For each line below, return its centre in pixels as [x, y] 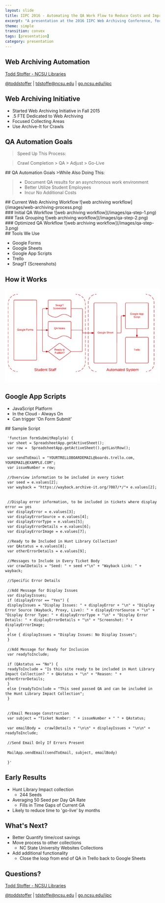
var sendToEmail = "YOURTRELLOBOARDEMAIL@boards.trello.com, [71, 458]
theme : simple [20, 26]
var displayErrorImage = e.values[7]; [47, 531]
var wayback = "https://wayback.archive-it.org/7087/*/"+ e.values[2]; [82, 487]
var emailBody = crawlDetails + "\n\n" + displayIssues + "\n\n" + [79, 728]
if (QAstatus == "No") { [32, 664]
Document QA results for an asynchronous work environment [86, 182]
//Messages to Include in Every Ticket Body [53, 561]
